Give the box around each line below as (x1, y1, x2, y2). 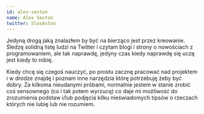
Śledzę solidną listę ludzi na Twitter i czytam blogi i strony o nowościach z (6, 43, 193, 51)
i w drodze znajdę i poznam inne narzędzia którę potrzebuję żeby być (6, 74, 182, 82)
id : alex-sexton (6, 9, 48, 15)
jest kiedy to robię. (6, 56, 53, 64)
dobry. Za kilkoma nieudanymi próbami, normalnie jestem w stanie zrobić (6, 81, 191, 88)
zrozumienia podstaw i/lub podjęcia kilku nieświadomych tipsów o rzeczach (6, 94, 198, 101)
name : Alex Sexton (6, 15, 53, 21)
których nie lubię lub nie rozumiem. (6, 101, 95, 108)
